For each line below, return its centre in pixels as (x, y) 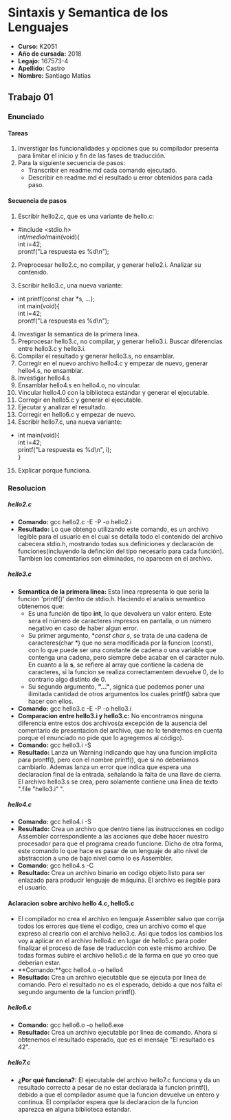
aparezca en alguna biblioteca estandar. (74, 1109)
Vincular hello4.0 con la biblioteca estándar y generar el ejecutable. (113, 392)
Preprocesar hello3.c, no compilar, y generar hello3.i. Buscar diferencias (120, 341)
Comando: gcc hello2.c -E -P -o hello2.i (75, 521)
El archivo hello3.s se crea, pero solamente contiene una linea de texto (118, 782)
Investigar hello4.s (44, 378)
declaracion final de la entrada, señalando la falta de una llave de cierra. (120, 774)
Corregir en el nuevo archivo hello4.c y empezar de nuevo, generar (113, 363)
